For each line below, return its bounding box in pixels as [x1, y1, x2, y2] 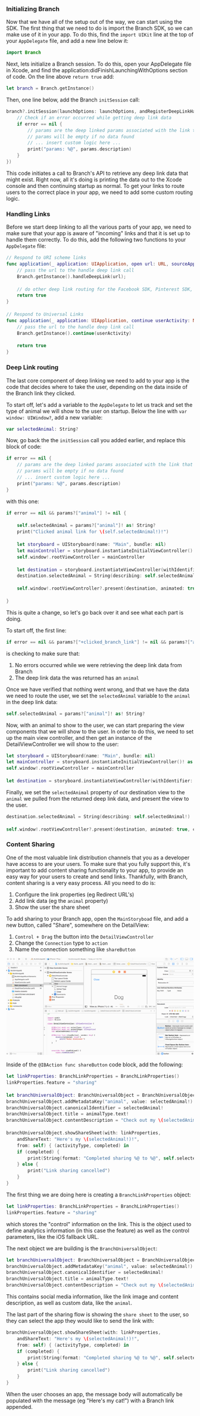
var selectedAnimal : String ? [6, 426, 79, 432]
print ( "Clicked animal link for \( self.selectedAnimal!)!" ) [17, 529, 169, 535]
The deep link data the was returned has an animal [14, 674, 139, 681]
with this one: [6, 498, 40, 505]
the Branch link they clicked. [6, 390, 76, 397]
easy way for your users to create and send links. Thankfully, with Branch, [6, 873, 188, 880]
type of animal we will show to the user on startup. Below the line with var [6, 408, 187, 415]
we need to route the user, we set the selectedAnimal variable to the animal [6, 692, 190, 699]
